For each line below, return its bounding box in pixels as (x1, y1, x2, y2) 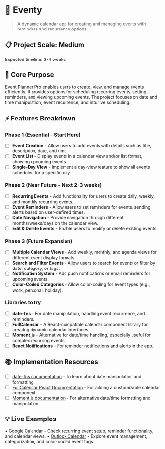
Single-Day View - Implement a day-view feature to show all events (12, 164, 150, 170)
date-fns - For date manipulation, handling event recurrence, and (12, 310, 145, 316)
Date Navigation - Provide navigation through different (12, 214, 124, 220)
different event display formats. (12, 255, 76, 261)
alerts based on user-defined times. (12, 209, 85, 215)
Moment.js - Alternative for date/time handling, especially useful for (12, 332, 151, 338)
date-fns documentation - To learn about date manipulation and (12, 373, 142, 379)
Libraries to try (5, 299, 41, 306)
